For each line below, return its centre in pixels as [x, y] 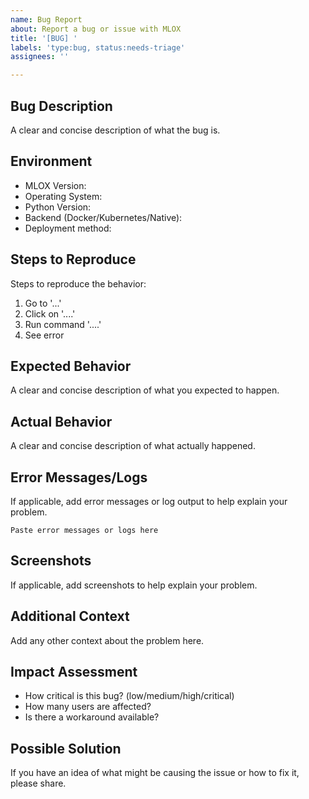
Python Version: [58, 207]
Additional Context [70, 616]
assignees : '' [40, 57]
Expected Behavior [71, 366]
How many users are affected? [88, 707]
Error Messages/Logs [79, 477]
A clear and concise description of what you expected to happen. [145, 390]
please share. [38, 783]
